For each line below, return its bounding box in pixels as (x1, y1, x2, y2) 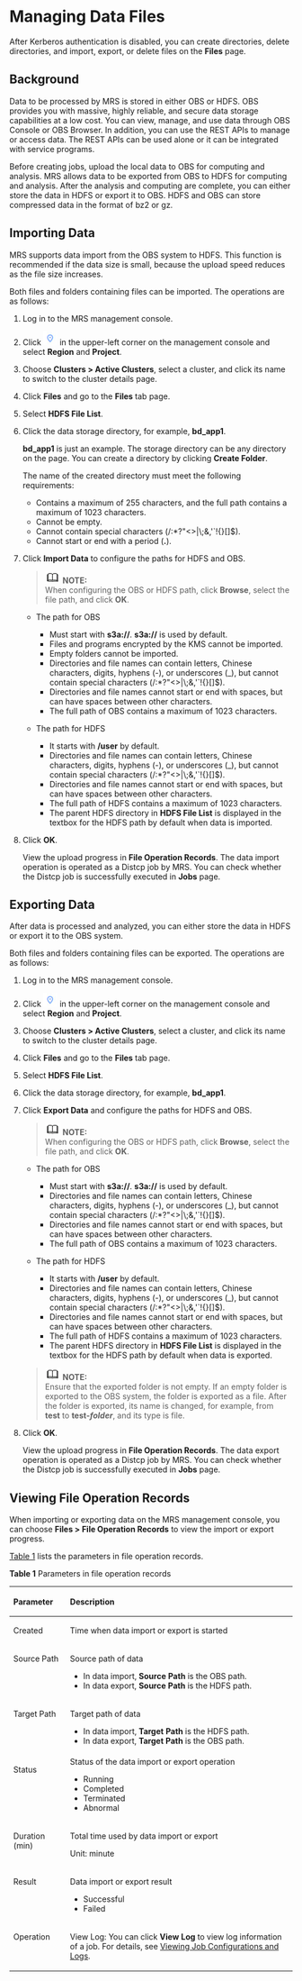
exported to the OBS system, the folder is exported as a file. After (44, 1391, 288, 1402)
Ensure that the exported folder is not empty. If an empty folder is (44, 1381, 288, 1393)
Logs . (69, 1950, 91, 1961)
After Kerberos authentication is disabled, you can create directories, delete (9, 36, 290, 47)
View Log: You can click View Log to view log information (69, 1931, 282, 1942)
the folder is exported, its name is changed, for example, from (44, 1401, 274, 1412)
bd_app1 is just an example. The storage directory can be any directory (22, 443, 287, 454)
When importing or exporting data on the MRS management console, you (9, 1514, 280, 1525)
